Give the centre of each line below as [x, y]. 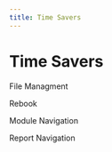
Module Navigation [44, 120]
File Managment [39, 86]
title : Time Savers [45, 17]
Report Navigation [42, 138]
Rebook [24, 103]
